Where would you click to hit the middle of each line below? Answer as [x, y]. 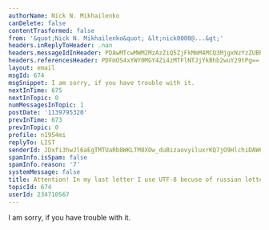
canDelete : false [37, 23]
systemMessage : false [44, 172]
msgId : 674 [26, 75]
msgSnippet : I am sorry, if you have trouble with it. [102, 83]
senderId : [25, 150]
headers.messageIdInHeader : [55, 53]
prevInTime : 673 [35, 120]
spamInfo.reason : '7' [44, 165]
